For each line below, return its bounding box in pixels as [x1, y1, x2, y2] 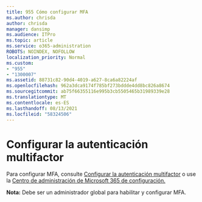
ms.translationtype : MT [6, 94, 67, 100]
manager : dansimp [6, 26, 50, 32]
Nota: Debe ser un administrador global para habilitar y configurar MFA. [6, 189, 187, 196]
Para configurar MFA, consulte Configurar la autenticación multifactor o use [6, 170, 197, 178]
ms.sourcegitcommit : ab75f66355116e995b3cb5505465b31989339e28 [6, 88, 170, 95]
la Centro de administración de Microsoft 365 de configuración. [6, 177, 166, 184]
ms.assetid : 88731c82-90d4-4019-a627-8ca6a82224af [6, 77, 138, 83]
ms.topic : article [6, 37, 53, 43]
